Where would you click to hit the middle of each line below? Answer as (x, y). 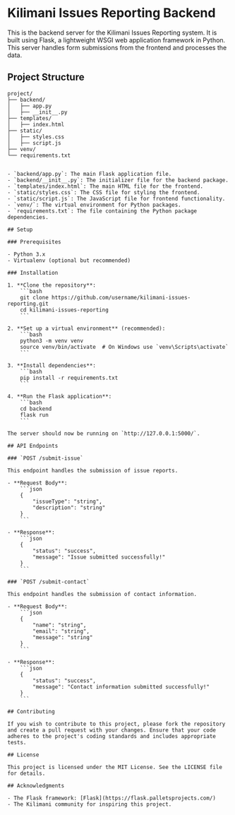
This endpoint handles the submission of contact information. (102, 594)
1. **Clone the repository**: (52, 285)
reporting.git (28, 304)
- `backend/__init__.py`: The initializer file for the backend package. (118, 180)
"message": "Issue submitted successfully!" (99, 557)
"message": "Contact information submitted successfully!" (121, 686)
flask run (35, 415)
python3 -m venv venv (52, 340)
